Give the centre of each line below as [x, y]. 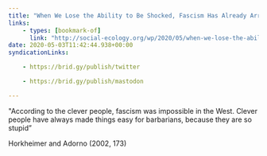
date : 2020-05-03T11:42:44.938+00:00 [71, 45]
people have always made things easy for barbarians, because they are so [130, 119]
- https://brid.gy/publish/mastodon [83, 81]
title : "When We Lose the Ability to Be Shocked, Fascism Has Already [128, 16]
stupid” [20, 127]
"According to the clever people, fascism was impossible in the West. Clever [133, 111]
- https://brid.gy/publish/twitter [81, 67]
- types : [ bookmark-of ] [62, 30]
